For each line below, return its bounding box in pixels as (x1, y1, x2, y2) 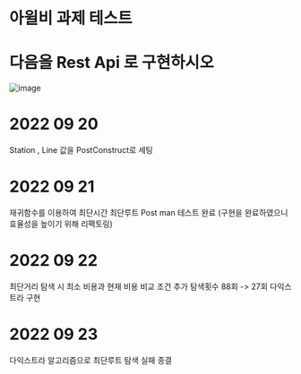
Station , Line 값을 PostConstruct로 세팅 (9, 145, 154, 156)
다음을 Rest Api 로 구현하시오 (9, 53, 215, 72)
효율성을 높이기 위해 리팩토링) (9, 218, 114, 229)
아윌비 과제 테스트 (9, 8, 133, 29)
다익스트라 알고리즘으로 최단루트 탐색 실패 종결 (9, 354, 173, 365)
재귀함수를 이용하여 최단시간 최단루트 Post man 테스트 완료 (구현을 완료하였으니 (9, 208, 288, 217)
